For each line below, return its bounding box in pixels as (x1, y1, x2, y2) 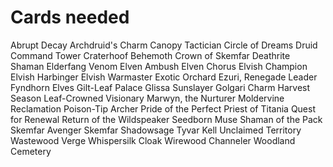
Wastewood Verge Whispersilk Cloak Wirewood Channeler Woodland (10, 134, 296, 146)
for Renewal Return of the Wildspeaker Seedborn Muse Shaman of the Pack (10, 113, 323, 125)
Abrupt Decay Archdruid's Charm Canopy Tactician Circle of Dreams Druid (10, 39, 318, 51)
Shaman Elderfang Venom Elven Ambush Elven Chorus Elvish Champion (10, 60, 308, 72)
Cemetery (10, 145, 52, 157)
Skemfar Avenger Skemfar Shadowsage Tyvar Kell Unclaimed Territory (10, 124, 302, 136)
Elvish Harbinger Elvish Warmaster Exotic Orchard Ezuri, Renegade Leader (10, 71, 318, 83)
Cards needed (10, 6, 130, 29)
